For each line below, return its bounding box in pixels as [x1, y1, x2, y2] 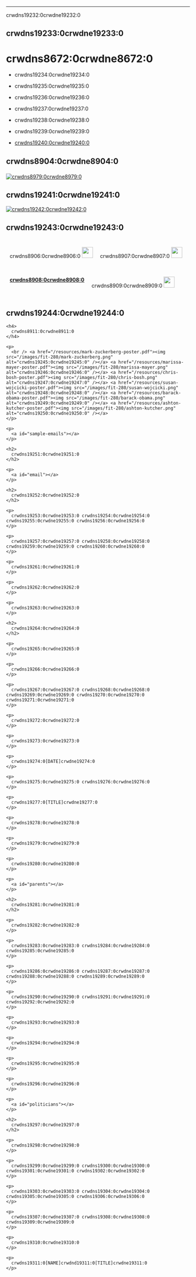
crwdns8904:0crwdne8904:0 [6, 156, 118, 166]
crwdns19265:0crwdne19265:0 [11, 646, 80, 652]
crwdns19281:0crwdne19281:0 [11, 902, 80, 908]
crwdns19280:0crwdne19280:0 [11, 861, 80, 867]
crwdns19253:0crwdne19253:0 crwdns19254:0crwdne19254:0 [11, 513, 150, 519]
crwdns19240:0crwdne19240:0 [14, 139, 90, 146]
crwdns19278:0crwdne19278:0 [11, 820, 80, 826]
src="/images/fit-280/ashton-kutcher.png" [71, 405, 176, 411]
